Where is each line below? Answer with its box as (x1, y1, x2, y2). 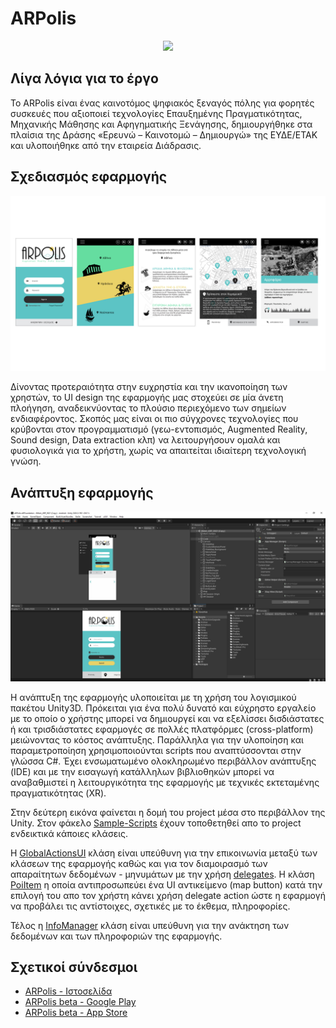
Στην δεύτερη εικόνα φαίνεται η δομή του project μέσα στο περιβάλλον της (10, 806, 326, 818)
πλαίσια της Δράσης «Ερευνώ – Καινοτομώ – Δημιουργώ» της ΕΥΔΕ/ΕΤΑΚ (10, 128, 318, 141)
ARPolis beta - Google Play (24, 996, 137, 1008)
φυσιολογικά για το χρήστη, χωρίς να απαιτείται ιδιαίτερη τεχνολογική (10, 445, 307, 457)
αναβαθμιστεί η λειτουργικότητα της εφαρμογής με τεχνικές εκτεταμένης (10, 776, 320, 788)
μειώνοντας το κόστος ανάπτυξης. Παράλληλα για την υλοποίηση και (10, 733, 304, 746)
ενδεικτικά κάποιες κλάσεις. (10, 827, 129, 839)
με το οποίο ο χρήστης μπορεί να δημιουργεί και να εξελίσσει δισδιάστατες (10, 712, 325, 724)
